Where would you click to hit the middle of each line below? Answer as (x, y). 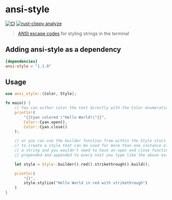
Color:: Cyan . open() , (46, 122)
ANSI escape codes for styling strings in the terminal (73, 33)
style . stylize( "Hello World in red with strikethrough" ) (85, 183)
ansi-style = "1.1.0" (28, 66)
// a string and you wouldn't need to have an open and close (82, 150)
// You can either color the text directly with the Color (79, 108)
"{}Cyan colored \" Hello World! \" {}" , (65, 117)
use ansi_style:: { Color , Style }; (41, 94)
